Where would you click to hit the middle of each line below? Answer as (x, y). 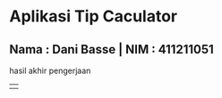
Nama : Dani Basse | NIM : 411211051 (112, 49)
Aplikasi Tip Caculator (93, 16)
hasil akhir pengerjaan (50, 70)
